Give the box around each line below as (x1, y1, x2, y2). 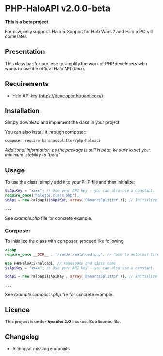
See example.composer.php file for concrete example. (5, 292, 114, 298)
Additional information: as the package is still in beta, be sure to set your (5, 147, 150, 153)
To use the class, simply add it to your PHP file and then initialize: (5, 179, 135, 185)
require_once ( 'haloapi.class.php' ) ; (5, 193, 79, 198)
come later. (5, 34, 28, 39)
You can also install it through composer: (5, 129, 87, 135)
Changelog (5, 333, 39, 341)
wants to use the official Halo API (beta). (5, 66, 86, 71)
